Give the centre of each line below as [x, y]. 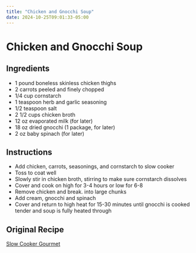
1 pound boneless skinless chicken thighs [66, 83]
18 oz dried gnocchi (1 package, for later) [65, 127]
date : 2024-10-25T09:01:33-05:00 [48, 17]
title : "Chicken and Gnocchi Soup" [50, 12]
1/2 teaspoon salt [36, 108]
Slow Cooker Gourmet [33, 244]
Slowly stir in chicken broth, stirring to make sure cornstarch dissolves [101, 179]
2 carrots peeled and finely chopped [59, 89]
